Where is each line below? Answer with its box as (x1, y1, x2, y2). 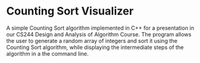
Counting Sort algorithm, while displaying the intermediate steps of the (6, 44, 184, 51)
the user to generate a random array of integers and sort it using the (6, 37, 178, 44)
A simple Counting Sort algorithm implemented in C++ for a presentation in (6, 24, 195, 31)
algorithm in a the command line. (6, 50, 89, 57)
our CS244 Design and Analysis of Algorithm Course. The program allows (6, 30, 192, 38)
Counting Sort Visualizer (6, 4, 134, 18)
